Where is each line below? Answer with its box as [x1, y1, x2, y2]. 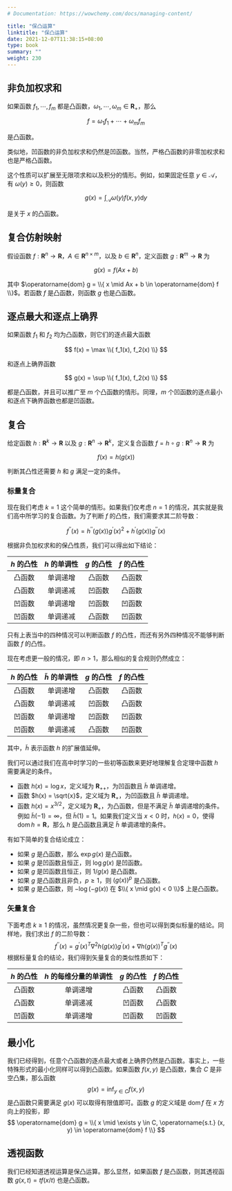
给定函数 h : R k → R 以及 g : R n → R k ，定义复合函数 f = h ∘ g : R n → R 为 [7, 437, 215, 447]
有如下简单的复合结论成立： [7, 835, 86, 843]
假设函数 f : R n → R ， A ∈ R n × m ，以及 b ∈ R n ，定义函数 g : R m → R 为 [7, 250, 211, 260]
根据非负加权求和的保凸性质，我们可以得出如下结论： [7, 541, 159, 549]
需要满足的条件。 [7, 767, 56, 775]
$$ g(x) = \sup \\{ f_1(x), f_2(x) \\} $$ [64, 373, 168, 382]
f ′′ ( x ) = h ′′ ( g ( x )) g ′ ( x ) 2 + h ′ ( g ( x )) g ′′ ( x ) [66, 525, 166, 535]
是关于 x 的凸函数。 [7, 209, 63, 218]
